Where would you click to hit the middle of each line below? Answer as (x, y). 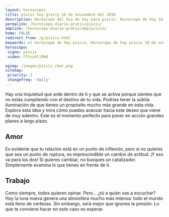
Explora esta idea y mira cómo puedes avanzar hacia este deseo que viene (83, 110)
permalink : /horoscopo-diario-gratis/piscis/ (54, 24)
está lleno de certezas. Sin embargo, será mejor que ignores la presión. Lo (82, 203)
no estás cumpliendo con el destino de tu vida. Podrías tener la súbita (77, 99)
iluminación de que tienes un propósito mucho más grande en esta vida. (80, 105)
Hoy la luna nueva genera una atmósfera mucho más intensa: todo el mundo (84, 198)
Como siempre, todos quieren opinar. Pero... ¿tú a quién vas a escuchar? (80, 193)
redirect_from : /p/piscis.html (38, 38)
